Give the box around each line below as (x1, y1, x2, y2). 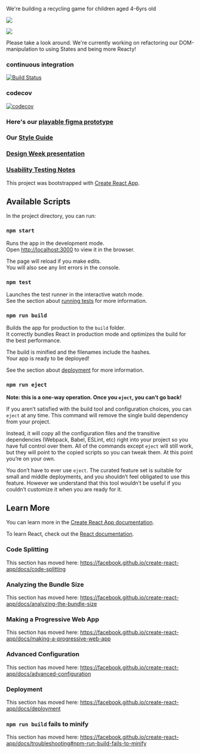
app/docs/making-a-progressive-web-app (6, 635, 111, 642)
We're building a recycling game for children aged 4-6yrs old (6, 5, 156, 12)
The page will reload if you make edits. (6, 257, 101, 265)
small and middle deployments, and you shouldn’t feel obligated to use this (6, 473, 190, 480)
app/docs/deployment (6, 705, 61, 712)
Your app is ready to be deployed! (6, 355, 90, 362)
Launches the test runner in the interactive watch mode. (6, 291, 144, 298)
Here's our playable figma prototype (6, 117, 113, 126)
